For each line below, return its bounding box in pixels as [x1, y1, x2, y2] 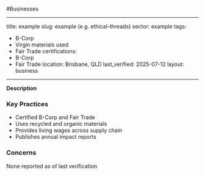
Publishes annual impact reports [15, 133, 96, 141]
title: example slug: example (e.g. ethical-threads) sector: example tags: [6, 23, 187, 30]
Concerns [6, 148, 37, 157]
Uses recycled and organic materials [15, 120, 107, 128]
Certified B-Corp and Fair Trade [15, 114, 96, 121]
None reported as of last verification [6, 162, 98, 170]
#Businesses [6, 5, 38, 12]
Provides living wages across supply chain [15, 127, 123, 134]
